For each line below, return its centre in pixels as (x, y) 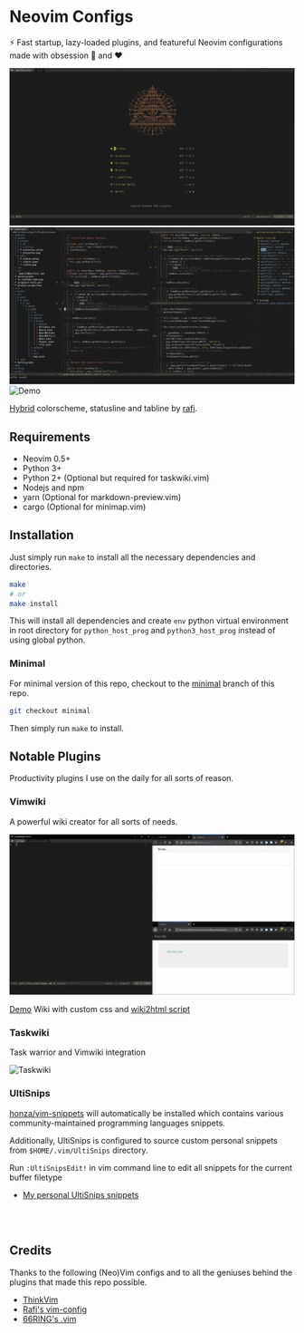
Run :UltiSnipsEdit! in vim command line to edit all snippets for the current (151, 1167)
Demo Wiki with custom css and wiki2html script (100, 1009)
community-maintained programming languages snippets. (118, 1123)
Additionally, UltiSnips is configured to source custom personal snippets (143, 1140)
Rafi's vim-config (55, 1309)
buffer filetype (36, 1177)
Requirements (50, 437)
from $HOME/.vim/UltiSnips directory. (79, 1150)
